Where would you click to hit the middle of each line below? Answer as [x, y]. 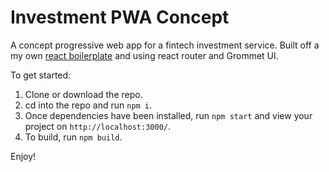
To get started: [41, 75]
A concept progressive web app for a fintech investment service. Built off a [165, 45]
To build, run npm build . [73, 137]
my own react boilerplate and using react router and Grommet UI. [144, 55]
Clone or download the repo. [83, 94]
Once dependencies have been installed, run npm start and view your [168, 115]
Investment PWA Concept [120, 17]
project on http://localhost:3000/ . [98, 126]
